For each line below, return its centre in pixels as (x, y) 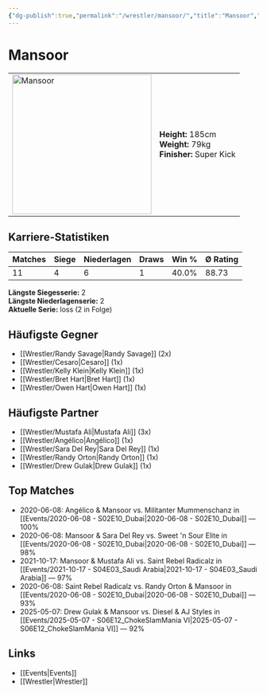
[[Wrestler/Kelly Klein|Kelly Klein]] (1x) (82, 371)
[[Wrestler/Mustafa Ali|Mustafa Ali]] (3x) (85, 432)
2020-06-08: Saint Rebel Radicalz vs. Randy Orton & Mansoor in (126, 586)
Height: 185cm (188, 134)
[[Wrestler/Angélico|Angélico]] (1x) (76, 440)
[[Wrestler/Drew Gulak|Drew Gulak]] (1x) (86, 466)
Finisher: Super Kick (197, 154)
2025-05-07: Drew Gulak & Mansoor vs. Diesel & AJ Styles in (120, 611)
